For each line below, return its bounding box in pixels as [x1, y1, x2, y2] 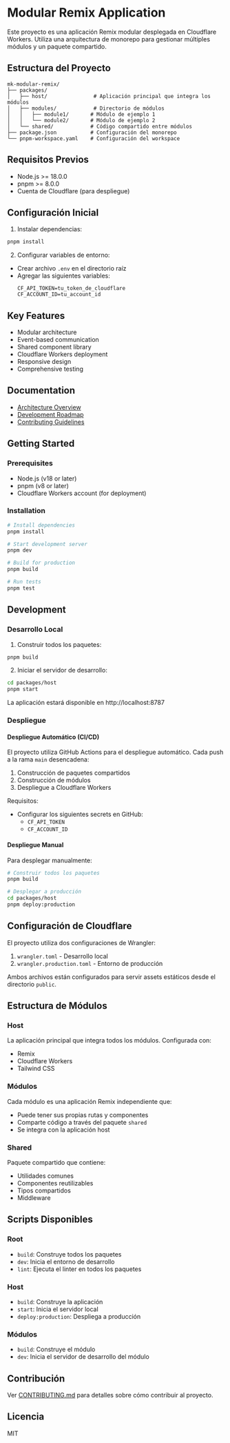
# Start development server [7, 541, 88, 548]
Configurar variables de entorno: [17, 251, 110, 260]
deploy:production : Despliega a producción [17, 1312, 141, 1320]
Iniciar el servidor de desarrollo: [17, 666, 108, 675]
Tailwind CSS [17, 1065, 55, 1073]
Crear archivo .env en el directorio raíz [17, 264, 127, 273]
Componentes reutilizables [17, 1179, 94, 1187]
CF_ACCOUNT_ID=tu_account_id [17, 291, 101, 298]
